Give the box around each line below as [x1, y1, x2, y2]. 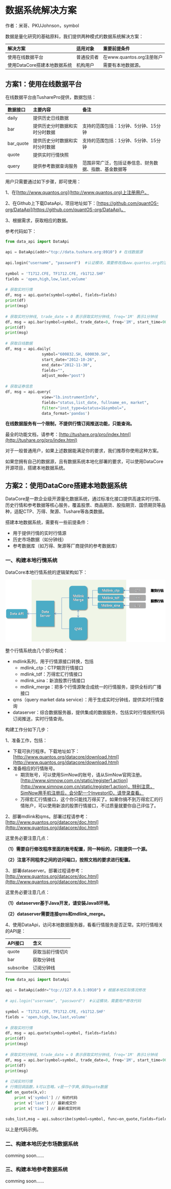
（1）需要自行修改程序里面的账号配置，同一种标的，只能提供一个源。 [5, 846, 150, 852]
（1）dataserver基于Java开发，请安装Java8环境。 [5, 900, 113, 906]
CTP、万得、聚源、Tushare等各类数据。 [22, 508, 107, 515]
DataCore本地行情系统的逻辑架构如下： [5, 569, 88, 576]
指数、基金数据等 [91, 166, 127, 172]
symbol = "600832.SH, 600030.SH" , [41, 352, 110, 357]
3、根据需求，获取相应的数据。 [5, 217, 71, 223]
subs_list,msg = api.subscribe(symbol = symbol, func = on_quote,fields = [5, 1117, 156, 1122]
